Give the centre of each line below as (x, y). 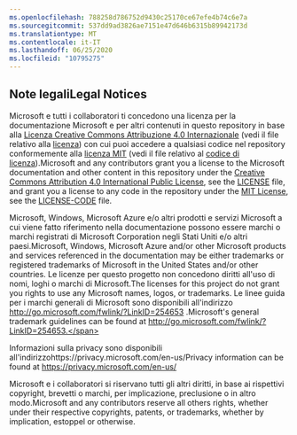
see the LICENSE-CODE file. (61, 200)
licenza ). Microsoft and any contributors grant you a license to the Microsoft (147, 163)
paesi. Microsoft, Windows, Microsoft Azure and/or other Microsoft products (148, 245)
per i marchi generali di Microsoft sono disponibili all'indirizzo (121, 302)
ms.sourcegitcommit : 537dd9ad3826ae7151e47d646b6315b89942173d (129, 26)
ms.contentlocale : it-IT (55, 42)
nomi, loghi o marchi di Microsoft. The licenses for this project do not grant (145, 284)
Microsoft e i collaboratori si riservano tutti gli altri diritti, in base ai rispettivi (147, 384)
